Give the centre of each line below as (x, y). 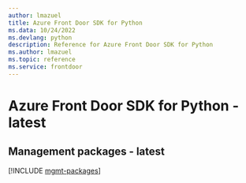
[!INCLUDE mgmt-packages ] (54, 170)
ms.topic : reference (42, 60)
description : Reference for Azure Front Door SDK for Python (111, 45)
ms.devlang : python (40, 37)
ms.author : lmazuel (40, 52)
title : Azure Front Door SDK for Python (76, 23)
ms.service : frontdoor (45, 67)
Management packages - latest (87, 152)
